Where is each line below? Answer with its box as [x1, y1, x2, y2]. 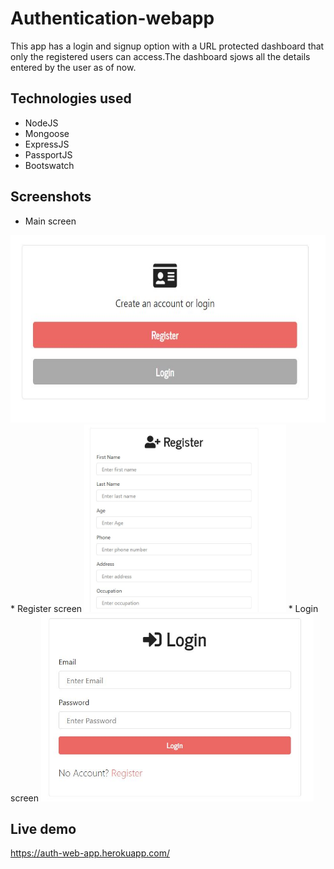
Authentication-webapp [10, 7, 215, 30]
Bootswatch [24, 159, 75, 171]
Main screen [24, 215, 77, 227]
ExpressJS [24, 138, 70, 150]
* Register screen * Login [10, 602, 319, 614]
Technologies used [10, 90, 132, 107]
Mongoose [24, 127, 70, 139]
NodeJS [24, 117, 59, 129]
